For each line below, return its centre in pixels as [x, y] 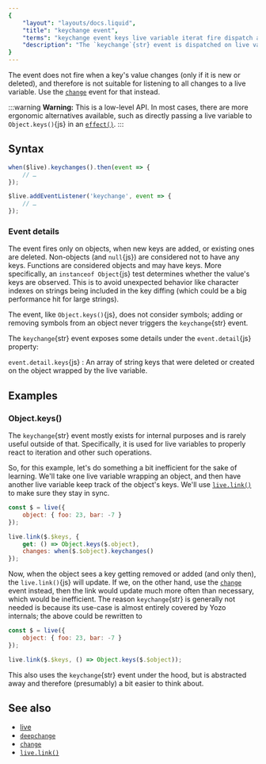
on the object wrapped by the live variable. [78, 370]
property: [23, 347]
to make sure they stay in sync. [59, 493]
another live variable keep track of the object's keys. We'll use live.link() [130, 485]
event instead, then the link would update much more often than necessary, [131, 591]
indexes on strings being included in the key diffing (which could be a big [127, 291]
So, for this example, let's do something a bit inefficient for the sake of [123, 468]
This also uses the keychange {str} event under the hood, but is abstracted [127, 674]
